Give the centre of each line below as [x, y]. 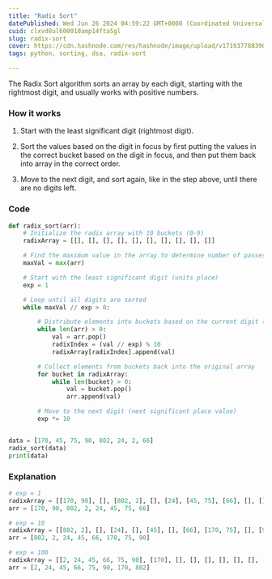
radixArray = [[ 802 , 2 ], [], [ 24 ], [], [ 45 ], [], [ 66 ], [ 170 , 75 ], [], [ [136, 530]
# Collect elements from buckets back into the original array [146, 366]
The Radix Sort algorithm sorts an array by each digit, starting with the [125, 83]
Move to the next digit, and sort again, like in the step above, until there [138, 180]
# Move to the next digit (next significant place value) [137, 411]
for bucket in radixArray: [83, 374]
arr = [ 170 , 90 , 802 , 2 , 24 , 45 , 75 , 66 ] [79, 508]
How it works [35, 113]
